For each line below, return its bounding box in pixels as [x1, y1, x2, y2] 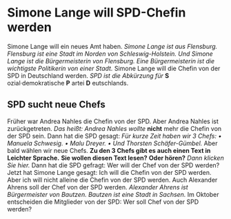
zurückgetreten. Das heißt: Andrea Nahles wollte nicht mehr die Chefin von [7, 124, 222, 132]
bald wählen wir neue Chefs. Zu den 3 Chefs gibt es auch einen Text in [7, 146, 211, 154]
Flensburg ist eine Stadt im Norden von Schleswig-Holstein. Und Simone [7, 50, 214, 58]
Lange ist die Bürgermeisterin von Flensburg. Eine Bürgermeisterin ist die [7, 56, 215, 65]
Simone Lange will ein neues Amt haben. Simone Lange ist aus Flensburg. [7, 42, 218, 50]
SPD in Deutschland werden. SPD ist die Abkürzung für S [7, 71, 170, 80]
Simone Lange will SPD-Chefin [7, 5, 186, 21]
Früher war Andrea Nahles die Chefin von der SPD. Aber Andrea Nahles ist [7, 117, 219, 125]
